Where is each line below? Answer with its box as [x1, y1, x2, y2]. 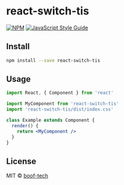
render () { [11, 123, 39, 129]
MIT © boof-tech [6, 172, 49, 180]
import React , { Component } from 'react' [6, 90, 114, 96]
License [6, 156, 37, 166]
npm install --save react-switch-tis [6, 57, 101, 64]
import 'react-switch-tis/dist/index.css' [6, 106, 114, 112]
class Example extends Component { [6, 117, 95, 124]
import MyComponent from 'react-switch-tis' [6, 101, 119, 107]
